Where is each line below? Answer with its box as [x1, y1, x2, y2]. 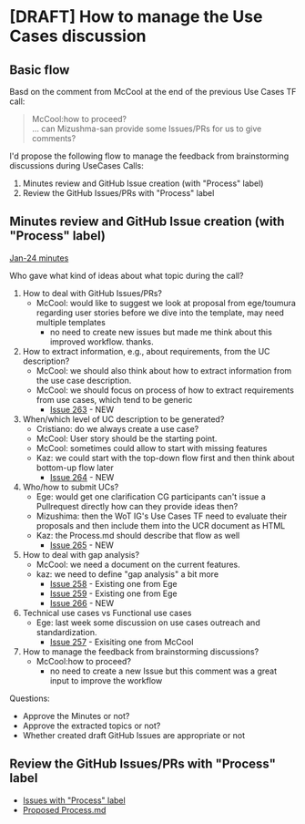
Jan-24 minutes [9, 252, 69, 263]
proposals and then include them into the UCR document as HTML [36, 520, 286, 530]
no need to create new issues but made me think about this [49, 326, 273, 337]
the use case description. [36, 375, 132, 386]
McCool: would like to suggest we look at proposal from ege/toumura [36, 297, 296, 308]
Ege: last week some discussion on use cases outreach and [36, 617, 261, 628]
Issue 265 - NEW [49, 540, 114, 551]
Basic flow [9, 62, 70, 77]
